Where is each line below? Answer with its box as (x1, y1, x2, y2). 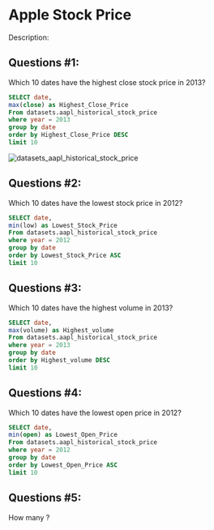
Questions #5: (8, 491, 82, 505)
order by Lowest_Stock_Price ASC (8, 251, 122, 260)
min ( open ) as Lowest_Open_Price (8, 431, 118, 439)
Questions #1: (8, 56, 79, 70)
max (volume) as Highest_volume (8, 326, 114, 334)
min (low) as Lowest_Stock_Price (8, 221, 118, 229)
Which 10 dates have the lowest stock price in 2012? (8, 198, 183, 207)
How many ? (8, 512, 50, 522)
